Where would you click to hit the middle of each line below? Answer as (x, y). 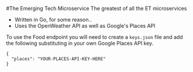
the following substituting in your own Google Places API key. (80, 43)
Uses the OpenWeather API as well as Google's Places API (85, 26)
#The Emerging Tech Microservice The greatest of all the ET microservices (96, 8)
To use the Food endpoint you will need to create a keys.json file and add (94, 37)
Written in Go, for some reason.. (53, 19)
